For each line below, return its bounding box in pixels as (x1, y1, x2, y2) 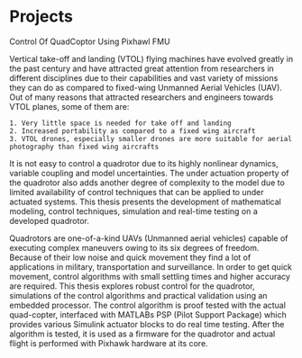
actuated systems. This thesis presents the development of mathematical (9, 196, 281, 207)
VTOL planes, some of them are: (9, 101, 130, 112)
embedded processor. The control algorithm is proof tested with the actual (9, 300, 287, 310)
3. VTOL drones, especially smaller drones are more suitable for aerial (9, 134, 293, 143)
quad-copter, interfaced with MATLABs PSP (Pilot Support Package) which (9, 309, 287, 320)
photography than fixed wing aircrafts (9, 142, 160, 151)
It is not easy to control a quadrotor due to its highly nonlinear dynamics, (9, 157, 279, 168)
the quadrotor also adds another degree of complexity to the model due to (9, 177, 286, 188)
